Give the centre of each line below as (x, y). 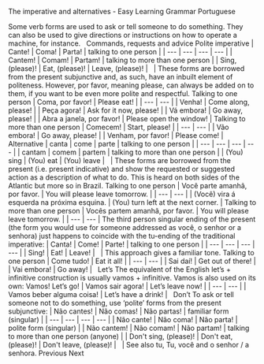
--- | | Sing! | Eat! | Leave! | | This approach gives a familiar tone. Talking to (131, 253)
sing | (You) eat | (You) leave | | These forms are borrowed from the (119, 160)
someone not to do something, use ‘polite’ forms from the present (115, 303)
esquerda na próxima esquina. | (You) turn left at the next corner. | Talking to (132, 202)
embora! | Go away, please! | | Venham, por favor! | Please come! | (116, 136)
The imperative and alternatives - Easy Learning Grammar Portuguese (122, 11)
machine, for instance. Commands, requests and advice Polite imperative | (131, 43)
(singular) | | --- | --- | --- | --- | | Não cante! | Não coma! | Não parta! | (123, 319)
